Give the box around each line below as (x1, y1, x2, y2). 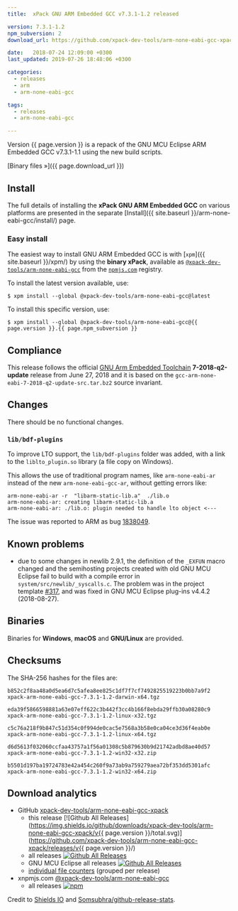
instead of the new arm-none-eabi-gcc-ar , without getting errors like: (7, 479, 208, 487)
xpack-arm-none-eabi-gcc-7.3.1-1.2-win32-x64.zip (7, 768, 157, 775)
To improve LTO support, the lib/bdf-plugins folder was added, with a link (7, 450, 225, 458)
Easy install (7, 234, 48, 244)
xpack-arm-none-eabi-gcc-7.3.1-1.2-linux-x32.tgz (7, 712, 157, 719)
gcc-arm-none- (175, 372, 217, 379)
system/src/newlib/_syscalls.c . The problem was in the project (17, 579, 205, 588)
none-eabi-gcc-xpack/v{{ (28, 829, 104, 837)
